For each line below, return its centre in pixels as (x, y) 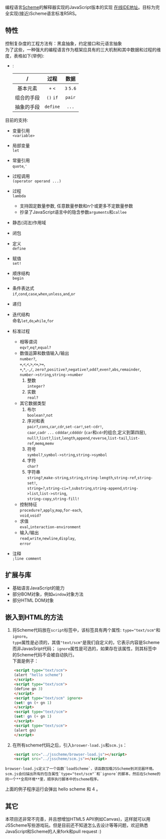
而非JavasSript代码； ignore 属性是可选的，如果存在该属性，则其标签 (82, 649)
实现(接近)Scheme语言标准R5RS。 (44, 13)
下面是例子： (25, 661)
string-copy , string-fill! (53, 498)
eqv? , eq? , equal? (35, 347)
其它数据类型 (33, 403)
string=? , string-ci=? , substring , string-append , (75, 488)
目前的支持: (17, 120)
